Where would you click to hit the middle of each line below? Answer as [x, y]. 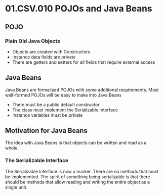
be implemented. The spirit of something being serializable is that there [78, 177]
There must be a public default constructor [56, 104]
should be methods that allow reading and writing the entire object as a [78, 182]
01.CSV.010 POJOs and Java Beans [79, 9]
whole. [12, 148]
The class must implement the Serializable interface [65, 110]
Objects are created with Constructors [51, 51]
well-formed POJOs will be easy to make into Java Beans [63, 95]
